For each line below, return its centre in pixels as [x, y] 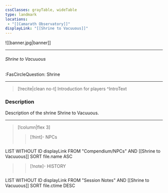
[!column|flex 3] [34, 127]
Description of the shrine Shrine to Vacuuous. [52, 113]
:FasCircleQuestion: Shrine [33, 74]
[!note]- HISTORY [48, 166]
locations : [16, 19]
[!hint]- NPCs [43, 137]
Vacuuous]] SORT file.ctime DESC [40, 185]
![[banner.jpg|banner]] [28, 43]
